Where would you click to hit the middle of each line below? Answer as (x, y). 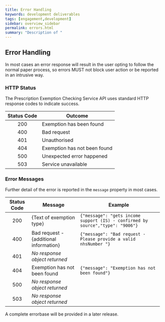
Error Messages (25, 179)
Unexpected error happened (75, 156)
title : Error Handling (28, 10)
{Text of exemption (53, 217)
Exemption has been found (73, 124)
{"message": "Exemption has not (118, 268)
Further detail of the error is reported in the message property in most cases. (82, 190)
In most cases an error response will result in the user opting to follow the (80, 64)
